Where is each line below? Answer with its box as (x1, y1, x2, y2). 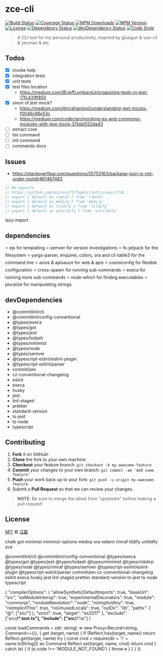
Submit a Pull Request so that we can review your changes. (12, 486, 134, 492)
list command (12, 132, 40, 138)
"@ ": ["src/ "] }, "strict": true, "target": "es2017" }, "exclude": (5, 610, 127, 616)
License (5, 515, 30, 524)
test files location (12, 84, 48, 90)
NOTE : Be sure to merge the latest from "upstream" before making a (17, 495, 156, 501)
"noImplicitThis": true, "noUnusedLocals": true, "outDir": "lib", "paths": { (5, 605, 151, 611)
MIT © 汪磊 (5, 528, 29, 535)
